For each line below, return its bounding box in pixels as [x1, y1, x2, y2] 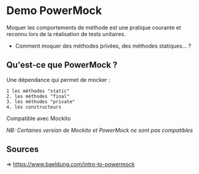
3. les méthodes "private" [6, 98, 75, 104]
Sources [6, 144, 39, 154]
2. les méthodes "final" [6, 93, 70, 100]
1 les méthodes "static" [6, 88, 70, 94]
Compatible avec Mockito [6, 114, 71, 122]
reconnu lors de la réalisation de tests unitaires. [6, 30, 126, 37]
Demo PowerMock [6, 4, 102, 18]
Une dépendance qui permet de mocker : [6, 76, 110, 83]
